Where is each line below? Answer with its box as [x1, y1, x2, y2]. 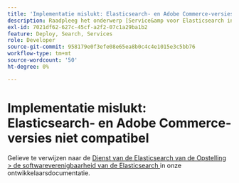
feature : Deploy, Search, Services [7, 30, 113, 38]
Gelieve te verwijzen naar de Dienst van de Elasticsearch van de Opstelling [7, 153, 226, 162]
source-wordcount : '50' [7, 57, 78, 64]
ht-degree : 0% [7, 63, 50, 70]
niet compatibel [54, 130, 149, 146]
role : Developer [7, 37, 55, 44]
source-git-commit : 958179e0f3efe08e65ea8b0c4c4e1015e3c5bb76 [7, 43, 196, 50]
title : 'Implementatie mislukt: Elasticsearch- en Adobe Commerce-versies [7, 10, 234, 18]
